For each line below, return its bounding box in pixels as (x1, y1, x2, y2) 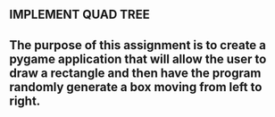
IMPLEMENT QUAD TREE (9, 7, 150, 22)
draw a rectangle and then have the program (9, 65, 262, 80)
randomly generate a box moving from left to (9, 79, 262, 95)
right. (9, 93, 41, 108)
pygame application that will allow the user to (9, 51, 267, 66)
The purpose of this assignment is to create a (9, 38, 266, 53)
